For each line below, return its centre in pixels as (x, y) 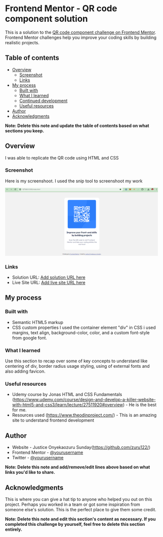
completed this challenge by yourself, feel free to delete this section (75, 524)
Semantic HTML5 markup (38, 322)
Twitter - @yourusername (38, 458)
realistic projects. (22, 42)
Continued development (43, 101)
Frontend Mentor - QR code (61, 9)
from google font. (30, 338)
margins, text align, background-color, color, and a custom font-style (81, 332)
